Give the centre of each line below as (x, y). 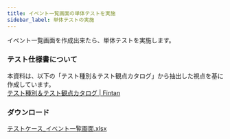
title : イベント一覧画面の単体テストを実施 (61, 13)
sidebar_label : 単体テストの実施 (51, 20)
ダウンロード (28, 112)
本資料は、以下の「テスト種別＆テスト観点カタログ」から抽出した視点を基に (115, 75)
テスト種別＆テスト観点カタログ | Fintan (64, 92)
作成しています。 (31, 84)
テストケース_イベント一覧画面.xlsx (57, 129)
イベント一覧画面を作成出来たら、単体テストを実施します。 (91, 40)
